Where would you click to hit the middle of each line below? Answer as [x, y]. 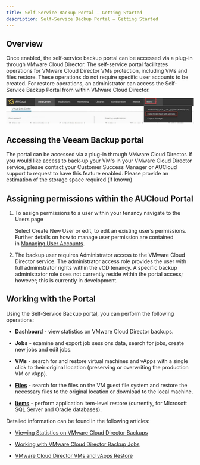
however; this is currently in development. [66, 280]
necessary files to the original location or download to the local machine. [104, 392]
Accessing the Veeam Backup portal [75, 140]
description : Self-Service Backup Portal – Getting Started [82, 19]
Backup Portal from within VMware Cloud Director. [88, 90]
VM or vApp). [31, 374]
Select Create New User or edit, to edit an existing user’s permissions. [101, 230]
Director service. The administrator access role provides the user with [100, 261]
